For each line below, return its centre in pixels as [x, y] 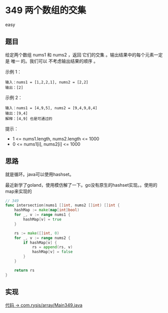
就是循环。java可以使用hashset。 [40, 174]
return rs [25, 270]
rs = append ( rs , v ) [52, 247]
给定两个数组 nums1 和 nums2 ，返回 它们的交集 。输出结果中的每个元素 [80, 55]
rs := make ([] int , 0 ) [37, 233]
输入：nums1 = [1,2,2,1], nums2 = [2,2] [47, 82]
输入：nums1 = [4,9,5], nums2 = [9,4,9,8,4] [51, 108]
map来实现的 [19, 191]
